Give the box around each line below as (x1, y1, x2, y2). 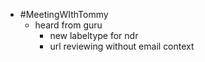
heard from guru (34, 19, 103, 31)
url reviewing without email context (49, 40, 195, 52)
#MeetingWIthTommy (19, 9, 109, 20)
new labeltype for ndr (49, 30, 139, 41)
